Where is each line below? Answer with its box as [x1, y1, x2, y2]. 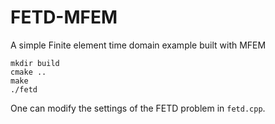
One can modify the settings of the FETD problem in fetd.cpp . [10, 102, 266, 114]
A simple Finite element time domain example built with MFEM [10, 39, 267, 51]
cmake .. [10, 67, 47, 77]
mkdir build [10, 58, 60, 68]
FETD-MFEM [10, 6, 118, 29]
